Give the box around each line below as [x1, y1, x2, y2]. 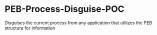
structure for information [4, 25, 55, 31]
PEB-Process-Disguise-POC [4, 3, 124, 15]
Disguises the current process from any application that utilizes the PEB [4, 20, 152, 26]
